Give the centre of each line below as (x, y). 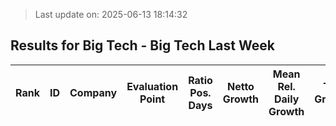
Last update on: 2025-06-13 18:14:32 (111, 14)
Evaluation (152, 86)
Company (93, 92)
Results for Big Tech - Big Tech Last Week (142, 45)
